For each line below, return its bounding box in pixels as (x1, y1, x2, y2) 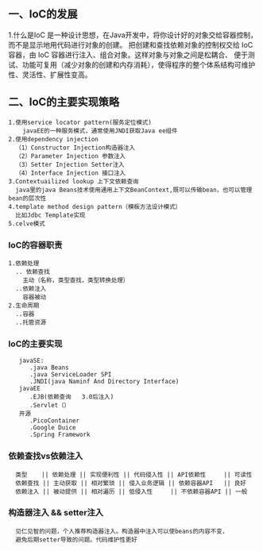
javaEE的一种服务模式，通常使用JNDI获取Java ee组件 (22, 126, 178, 135)
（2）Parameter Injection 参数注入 (15, 152, 126, 160)
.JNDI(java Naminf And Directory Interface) (29, 378, 180, 386)
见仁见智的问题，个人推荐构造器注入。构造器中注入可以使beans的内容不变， (15, 527, 229, 535)
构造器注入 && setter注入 (8, 507, 104, 518)
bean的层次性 (8, 194, 47, 202)
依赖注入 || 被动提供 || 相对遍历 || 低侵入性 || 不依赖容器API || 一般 (15, 487, 248, 495)
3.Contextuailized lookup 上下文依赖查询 (8, 177, 139, 185)
